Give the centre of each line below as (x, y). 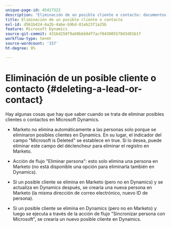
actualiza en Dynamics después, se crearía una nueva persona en (82, 187)
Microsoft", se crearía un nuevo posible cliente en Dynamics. (77, 219)
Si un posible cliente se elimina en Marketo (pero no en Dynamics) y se (88, 182)
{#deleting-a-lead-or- (94, 89)
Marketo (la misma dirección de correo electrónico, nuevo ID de (80, 193)
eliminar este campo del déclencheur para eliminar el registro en (81, 146)
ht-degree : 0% (21, 48)
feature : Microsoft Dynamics (36, 29)
